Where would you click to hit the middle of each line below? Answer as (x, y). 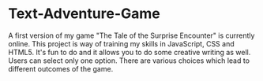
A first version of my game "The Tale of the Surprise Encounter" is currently (131, 35)
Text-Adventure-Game (84, 14)
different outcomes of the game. (61, 68)
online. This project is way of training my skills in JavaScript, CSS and (121, 43)
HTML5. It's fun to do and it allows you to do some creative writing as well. (130, 52)
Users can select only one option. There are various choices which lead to (129, 61)
